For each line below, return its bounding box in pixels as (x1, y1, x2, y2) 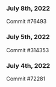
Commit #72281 (6, 75, 46, 82)
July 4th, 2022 (6, 61, 51, 70)
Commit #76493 (6, 18, 47, 25)
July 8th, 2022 (6, 4, 50, 13)
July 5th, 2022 (6, 33, 50, 41)
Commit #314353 (6, 46, 49, 53)
